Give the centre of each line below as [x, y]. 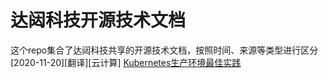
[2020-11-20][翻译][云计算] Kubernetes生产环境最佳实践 [126, 62]
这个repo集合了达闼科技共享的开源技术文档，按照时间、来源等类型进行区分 [164, 50]
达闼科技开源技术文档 [98, 20]
